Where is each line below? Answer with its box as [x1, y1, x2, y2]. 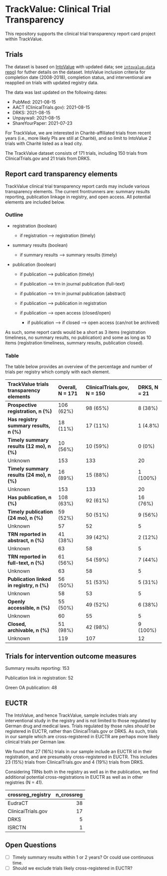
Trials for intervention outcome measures [5, 652, 137, 660]
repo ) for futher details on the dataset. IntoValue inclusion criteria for [5, 69, 146, 75]
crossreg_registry [7, 791, 51, 798]
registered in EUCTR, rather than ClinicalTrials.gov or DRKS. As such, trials [5, 728, 158, 734]
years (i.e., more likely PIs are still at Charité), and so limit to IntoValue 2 [5, 135, 152, 141]
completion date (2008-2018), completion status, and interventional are [5, 74, 152, 80]
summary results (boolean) [12, 242, 68, 248]
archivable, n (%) [7, 627, 50, 634]
